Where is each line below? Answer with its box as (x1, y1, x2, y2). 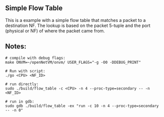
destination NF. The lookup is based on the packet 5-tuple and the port (5, 22, 151, 28)
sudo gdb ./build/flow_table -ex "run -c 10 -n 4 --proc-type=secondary (5, 103, 159, 109)
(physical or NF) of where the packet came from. (5, 27, 105, 34)
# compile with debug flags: (5, 55, 66, 60)
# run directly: (5, 82, 39, 87)
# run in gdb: (5, 99, 35, 104)
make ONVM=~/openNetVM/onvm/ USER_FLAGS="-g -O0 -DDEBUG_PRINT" (5, 60, 141, 65)
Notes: (5, 42, 26, 51)
